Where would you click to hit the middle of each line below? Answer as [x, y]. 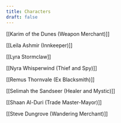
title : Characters [28, 11]
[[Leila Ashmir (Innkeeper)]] [39, 45]
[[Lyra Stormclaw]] [29, 56]
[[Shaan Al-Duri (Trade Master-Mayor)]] [54, 102]
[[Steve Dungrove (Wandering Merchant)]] [57, 114]
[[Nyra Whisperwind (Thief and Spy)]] [52, 68]
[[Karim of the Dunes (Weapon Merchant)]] [58, 34]
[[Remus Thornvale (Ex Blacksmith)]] [50, 79]
